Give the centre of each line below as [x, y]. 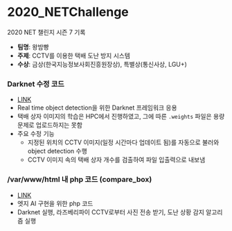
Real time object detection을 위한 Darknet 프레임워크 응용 [97, 108]
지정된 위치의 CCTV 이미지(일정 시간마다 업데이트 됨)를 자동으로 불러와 [123, 142]
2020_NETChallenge [68, 12]
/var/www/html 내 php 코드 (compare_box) [80, 180]
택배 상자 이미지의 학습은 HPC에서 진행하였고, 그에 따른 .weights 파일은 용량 [121, 117]
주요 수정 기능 [36, 134]
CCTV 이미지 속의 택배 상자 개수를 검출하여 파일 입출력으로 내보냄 [116, 160]
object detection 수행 [57, 151]
